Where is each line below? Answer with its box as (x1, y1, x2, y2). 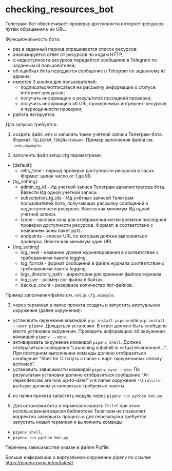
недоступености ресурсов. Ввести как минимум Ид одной (20, 205, 150, 211)
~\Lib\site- (137, 378, 163, 383)
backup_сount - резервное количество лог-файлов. (20, 282, 133, 288)
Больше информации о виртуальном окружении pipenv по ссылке (5, 454, 151, 460)
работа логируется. (12, 111, 56, 117)
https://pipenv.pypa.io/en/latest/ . (5, 459, 75, 465)
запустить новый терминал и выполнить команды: (12, 419, 124, 425)
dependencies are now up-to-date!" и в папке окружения (12, 377, 137, 383)
